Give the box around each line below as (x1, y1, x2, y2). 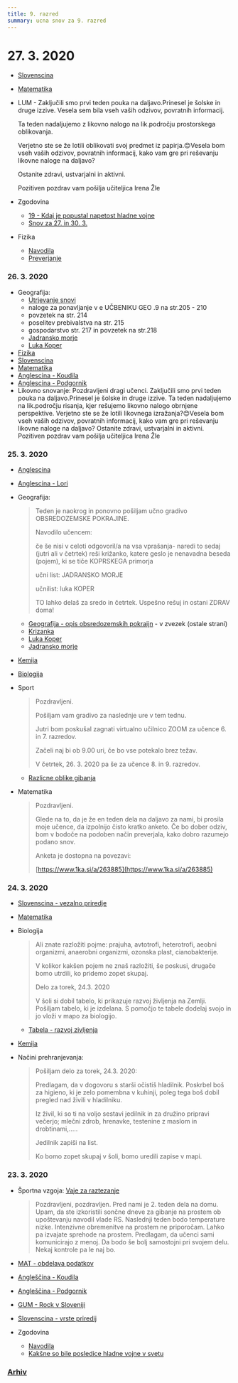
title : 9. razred (7, 10, 59, 18)
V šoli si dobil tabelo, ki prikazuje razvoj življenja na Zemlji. (35, 996, 207, 1006)
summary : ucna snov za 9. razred (7, 17, 107, 24)
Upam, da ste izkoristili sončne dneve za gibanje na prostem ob (35, 1207, 222, 1216)
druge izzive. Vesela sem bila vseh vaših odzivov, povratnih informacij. (17, 106, 225, 114)
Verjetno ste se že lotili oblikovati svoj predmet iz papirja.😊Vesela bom (17, 141, 225, 150)
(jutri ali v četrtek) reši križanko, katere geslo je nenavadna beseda (35, 549, 231, 558)
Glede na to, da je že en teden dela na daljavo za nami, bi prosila (35, 815, 224, 824)
